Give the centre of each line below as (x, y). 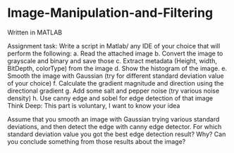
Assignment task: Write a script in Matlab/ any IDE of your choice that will (114, 46)
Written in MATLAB (35, 32)
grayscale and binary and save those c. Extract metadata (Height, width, (112, 60)
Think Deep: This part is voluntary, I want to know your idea (94, 105)
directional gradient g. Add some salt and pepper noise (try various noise (113, 91)
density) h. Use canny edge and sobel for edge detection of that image (110, 98)
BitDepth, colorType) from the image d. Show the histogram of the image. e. (117, 68)
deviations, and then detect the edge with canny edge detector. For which (115, 126)
